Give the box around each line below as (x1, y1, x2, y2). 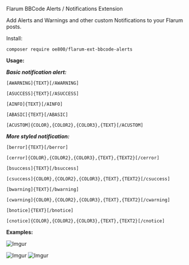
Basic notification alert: (6, 69, 67, 76)
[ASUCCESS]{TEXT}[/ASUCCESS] (6, 91, 79, 97)
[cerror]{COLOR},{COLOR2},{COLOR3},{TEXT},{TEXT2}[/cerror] (6, 155, 160, 161)
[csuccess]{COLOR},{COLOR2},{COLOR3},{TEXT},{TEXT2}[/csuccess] (6, 176, 170, 182)
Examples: (6, 228, 33, 236)
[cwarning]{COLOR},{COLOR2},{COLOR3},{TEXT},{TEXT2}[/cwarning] (6, 197, 170, 203)
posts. (6, 23, 22, 30)
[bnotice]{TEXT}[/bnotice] (6, 207, 74, 213)
